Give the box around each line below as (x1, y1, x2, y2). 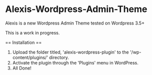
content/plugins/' (12, 54, 49, 60)
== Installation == (5, 39, 42, 45)
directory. (49, 54, 69, 60)
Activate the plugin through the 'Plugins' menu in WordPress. (12, 59, 139, 65)
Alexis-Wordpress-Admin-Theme (5, 3, 147, 15)
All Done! (12, 65, 32, 71)
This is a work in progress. (5, 29, 60, 35)
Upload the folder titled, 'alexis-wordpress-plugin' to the (12, 49, 129, 55)
